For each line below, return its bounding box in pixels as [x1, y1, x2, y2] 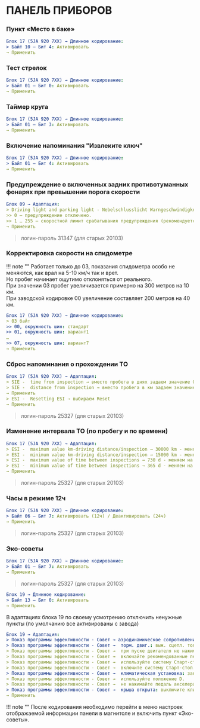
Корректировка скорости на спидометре [6, 249, 133, 258]
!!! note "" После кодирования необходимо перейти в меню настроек [6, 703, 183, 711]
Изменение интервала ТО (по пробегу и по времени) [6, 427, 168, 435]
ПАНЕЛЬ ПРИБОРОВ [6, 4, 112, 17]
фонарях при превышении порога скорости [6, 188, 140, 196]
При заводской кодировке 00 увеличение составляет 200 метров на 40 [6, 294, 190, 302]
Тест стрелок [6, 64, 47, 72]
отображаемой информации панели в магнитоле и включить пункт [6, 709, 177, 717]
